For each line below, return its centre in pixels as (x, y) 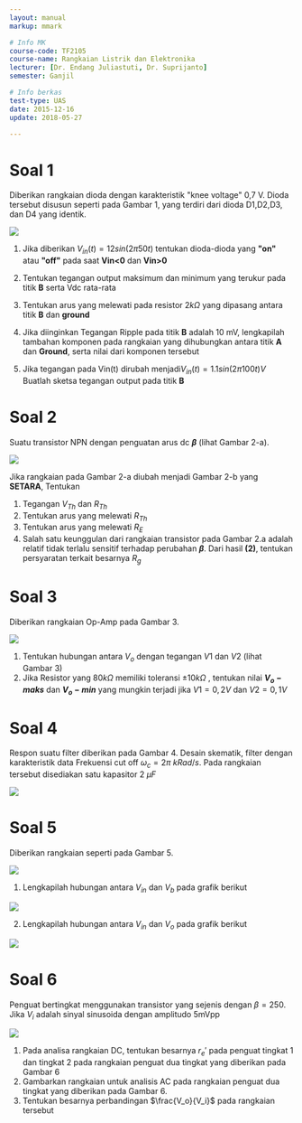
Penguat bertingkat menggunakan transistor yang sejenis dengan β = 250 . (148, 1005)
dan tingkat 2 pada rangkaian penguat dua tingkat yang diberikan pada (154, 1062)
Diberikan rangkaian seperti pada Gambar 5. (92, 853)
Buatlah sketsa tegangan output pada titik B (103, 380)
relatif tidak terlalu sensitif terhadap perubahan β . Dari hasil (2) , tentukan (157, 548)
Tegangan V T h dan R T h (65, 505)
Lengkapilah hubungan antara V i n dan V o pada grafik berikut (135, 925)
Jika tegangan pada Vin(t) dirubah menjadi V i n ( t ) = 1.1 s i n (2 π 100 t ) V (144, 370)
